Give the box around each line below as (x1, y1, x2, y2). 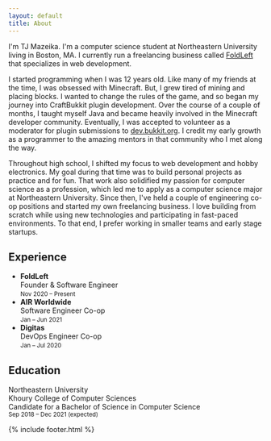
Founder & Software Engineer (19, 280, 119, 290)
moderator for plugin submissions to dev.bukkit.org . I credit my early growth (8, 126, 261, 135)
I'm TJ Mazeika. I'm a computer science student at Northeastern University (8, 41, 258, 51)
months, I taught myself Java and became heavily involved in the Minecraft (8, 108, 258, 118)
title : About (8, 19, 52, 27)
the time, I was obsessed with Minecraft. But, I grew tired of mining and (8, 82, 245, 93)
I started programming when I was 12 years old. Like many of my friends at (8, 74, 256, 84)
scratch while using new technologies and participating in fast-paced (8, 210, 239, 219)
